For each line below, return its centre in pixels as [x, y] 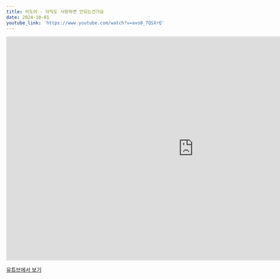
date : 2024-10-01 [28, 17]
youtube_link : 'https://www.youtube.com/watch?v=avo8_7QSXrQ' [85, 23]
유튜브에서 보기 [24, 270]
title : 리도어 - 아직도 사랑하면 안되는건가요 [55, 12]
